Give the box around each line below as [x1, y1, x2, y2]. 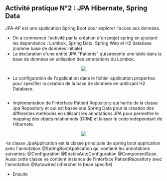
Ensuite [12, 171, 28, 177]
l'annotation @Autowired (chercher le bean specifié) [5, 161, 113, 167]
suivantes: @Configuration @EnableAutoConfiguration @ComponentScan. [5, 150, 158, 156]
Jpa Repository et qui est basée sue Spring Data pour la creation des [12, 105, 155, 111]
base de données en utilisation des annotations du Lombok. [12, 56, 136, 62]
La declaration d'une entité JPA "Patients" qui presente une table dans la [12, 50, 162, 56]
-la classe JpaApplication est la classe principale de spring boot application [5, 140, 161, 146]
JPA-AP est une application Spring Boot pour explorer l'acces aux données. [5, 25, 161, 31]
